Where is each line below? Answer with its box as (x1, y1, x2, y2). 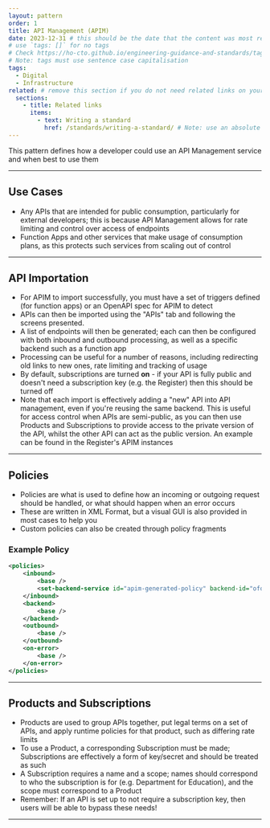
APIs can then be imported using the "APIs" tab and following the (19, 310, 235, 320)
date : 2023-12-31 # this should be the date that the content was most (8, 34, 253, 43)
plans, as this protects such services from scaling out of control (19, 240, 231, 250)
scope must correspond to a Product (19, 786, 142, 796)
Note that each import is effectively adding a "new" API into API (19, 395, 231, 405)
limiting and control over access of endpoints (19, 223, 170, 233)
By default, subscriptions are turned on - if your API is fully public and (19, 369, 252, 379)
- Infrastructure (15, 79, 74, 87)
